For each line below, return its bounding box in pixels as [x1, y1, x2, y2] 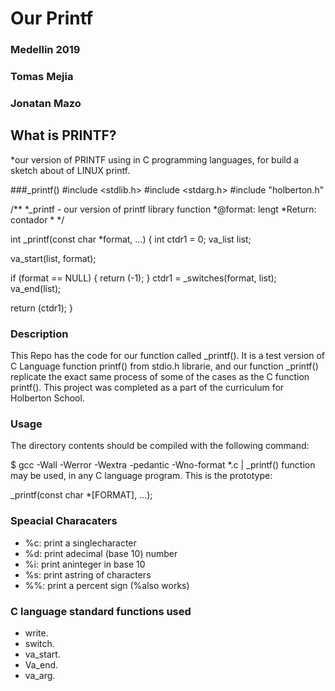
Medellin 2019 [10, 43, 81, 57]
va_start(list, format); [10, 252, 97, 264]
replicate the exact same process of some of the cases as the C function [10, 371, 310, 383]
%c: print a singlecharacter [24, 537, 137, 549]
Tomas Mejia [10, 70, 74, 84]
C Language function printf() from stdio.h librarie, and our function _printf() [10, 360, 319, 372]
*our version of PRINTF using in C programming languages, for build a [10, 153, 300, 166]
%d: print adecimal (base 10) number [24, 547, 178, 559]
